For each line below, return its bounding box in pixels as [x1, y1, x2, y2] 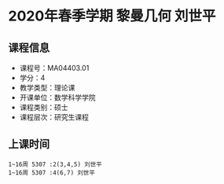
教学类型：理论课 [19, 83, 75, 92]
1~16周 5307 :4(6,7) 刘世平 [8, 168, 96, 177]
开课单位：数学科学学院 [19, 93, 96, 102]
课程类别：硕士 [19, 103, 68, 112]
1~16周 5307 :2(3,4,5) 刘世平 [8, 160, 102, 168]
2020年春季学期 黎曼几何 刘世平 [8, 7, 216, 25]
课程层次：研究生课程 [19, 112, 89, 122]
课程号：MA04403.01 [19, 64, 90, 72]
